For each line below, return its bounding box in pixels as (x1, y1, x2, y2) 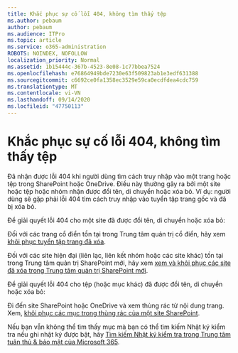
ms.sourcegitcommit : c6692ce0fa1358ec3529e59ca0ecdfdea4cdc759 (7, 76, 199, 84)
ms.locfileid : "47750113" (7, 103, 84, 110)
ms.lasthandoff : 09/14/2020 (7, 97, 91, 104)
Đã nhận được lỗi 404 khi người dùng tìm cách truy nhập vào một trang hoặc (7, 172, 231, 180)
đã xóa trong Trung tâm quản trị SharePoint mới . (7, 266, 148, 274)
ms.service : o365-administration (7, 43, 107, 50)
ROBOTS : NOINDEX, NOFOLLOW (7, 50, 87, 58)
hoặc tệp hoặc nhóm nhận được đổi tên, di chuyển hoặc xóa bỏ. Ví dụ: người (7, 187, 231, 195)
